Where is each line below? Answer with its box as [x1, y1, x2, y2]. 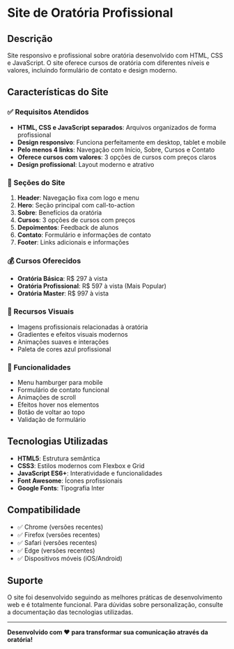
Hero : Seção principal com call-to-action [17, 200, 135, 209]
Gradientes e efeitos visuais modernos [17, 330, 128, 338]
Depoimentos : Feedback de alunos [17, 223, 119, 231]
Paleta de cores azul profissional [17, 344, 111, 353]
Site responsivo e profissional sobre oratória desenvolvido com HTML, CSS [7, 51, 224, 59]
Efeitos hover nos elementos [17, 400, 100, 409]
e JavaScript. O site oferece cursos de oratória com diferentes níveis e [7, 59, 210, 67]
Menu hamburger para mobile [17, 378, 103, 386]
